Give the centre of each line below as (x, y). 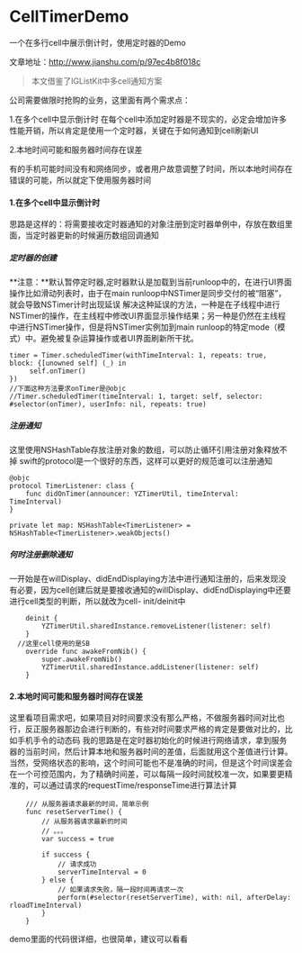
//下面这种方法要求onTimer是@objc (68, 389)
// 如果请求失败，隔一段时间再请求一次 (120, 890)
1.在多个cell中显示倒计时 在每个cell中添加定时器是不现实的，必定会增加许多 (148, 119)
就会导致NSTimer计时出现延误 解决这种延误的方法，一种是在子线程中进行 (145, 304)
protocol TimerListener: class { (72, 486)
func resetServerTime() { (74, 812)
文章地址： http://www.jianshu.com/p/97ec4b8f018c (105, 61)
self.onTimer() (58, 371)
